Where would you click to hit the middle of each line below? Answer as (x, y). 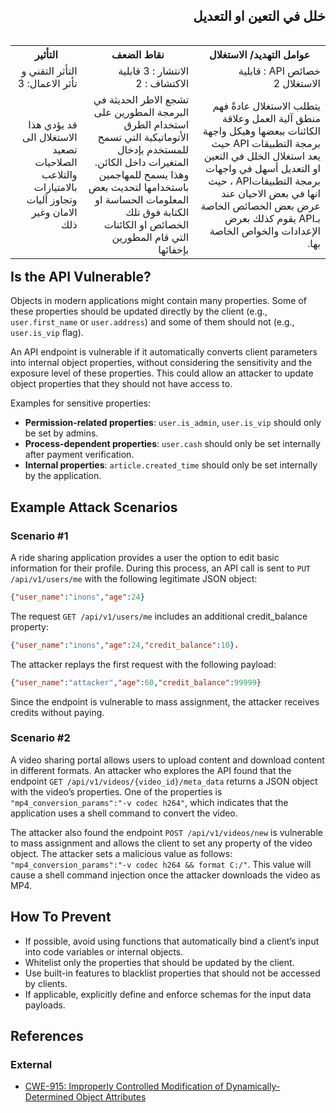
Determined (49, 1097)
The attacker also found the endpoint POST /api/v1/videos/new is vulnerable (166, 832)
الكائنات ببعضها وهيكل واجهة (261, 131)
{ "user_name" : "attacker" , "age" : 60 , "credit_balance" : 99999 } (136, 682)
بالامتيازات (55, 187)
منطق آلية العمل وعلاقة (271, 118)
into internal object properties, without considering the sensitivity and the (161, 363)
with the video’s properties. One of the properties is (116, 791)
